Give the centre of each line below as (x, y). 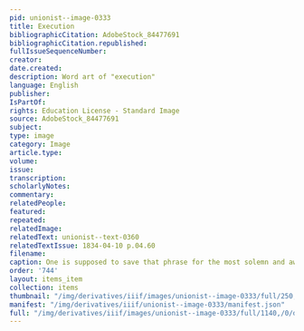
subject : (26, 128)
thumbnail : (30, 296)
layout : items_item (46, 279)
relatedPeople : (38, 204)
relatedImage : (36, 229)
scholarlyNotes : (40, 187)
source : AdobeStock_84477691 (64, 119)
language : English (44, 85)
